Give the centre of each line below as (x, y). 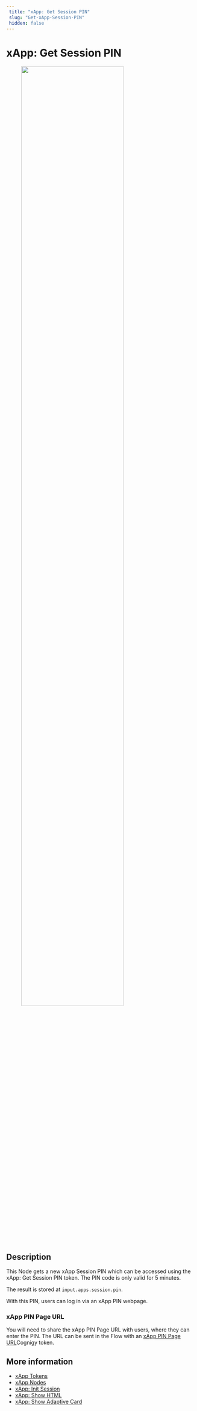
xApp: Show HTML (38, 1395)
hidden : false (27, 23)
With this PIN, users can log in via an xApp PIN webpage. (77, 1301)
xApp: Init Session (37, 1389)
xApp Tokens (31, 1376)
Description (29, 1257)
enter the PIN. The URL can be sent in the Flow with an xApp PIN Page (93, 1336)
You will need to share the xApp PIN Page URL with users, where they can (98, 1330)
